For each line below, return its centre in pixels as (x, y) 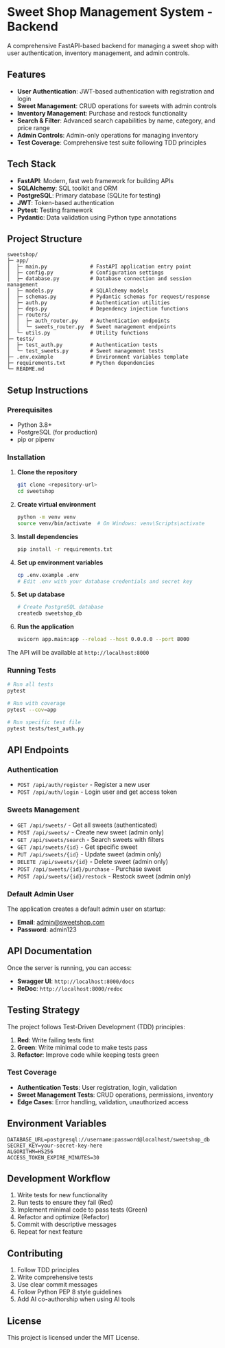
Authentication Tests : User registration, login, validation (97, 1087)
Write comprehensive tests (55, 1277)
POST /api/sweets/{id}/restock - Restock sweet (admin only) (104, 876)
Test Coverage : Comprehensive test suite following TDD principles (112, 143)
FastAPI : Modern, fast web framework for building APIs (95, 180)
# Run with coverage (37, 704)
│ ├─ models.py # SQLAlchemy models (78, 291)
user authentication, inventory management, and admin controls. (98, 53)
